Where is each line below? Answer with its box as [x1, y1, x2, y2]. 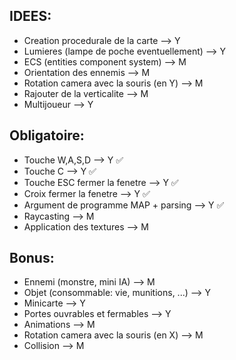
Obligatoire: [9, 127, 85, 144]
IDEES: [9, 8, 52, 25]
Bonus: [9, 250, 55, 267]
